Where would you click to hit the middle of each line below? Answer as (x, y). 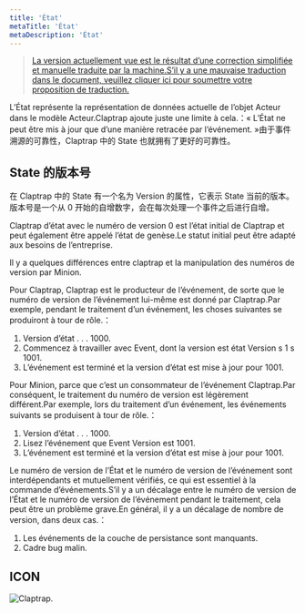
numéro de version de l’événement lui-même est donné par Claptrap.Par (145, 300)
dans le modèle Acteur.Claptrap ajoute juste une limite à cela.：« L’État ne (147, 118)
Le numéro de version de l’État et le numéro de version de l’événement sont (151, 471)
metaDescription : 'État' (56, 35)
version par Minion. (46, 272)
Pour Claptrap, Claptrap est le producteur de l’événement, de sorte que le (147, 290)
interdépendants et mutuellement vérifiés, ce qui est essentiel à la (133, 480)
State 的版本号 (50, 173)
